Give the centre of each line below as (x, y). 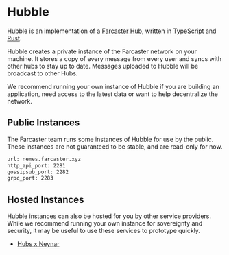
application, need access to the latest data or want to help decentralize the (112, 94)
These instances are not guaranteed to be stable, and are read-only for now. (115, 146)
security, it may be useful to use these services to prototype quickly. (104, 231)
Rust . (14, 38)
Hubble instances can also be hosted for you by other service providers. (109, 216)
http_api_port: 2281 (37, 165)
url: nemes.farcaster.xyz (44, 159)
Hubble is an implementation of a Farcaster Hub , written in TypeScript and (112, 31)
